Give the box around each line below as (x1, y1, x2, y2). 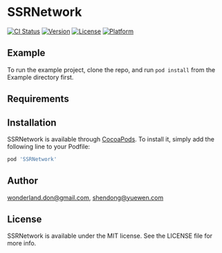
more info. (7, 239, 37, 247)
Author (7, 175, 38, 187)
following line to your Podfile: (7, 142, 91, 150)
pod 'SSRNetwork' (7, 155, 57, 163)
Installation (7, 116, 57, 128)
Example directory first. (7, 73, 74, 81)
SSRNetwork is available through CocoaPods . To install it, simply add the (7, 134, 214, 143)
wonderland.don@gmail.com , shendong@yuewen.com (7, 193, 164, 202)
